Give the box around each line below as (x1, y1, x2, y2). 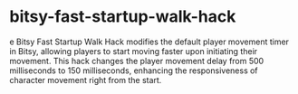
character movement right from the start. (9, 74, 162, 85)
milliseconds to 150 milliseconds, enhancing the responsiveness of (9, 65, 258, 76)
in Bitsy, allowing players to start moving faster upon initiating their (9, 45, 258, 56)
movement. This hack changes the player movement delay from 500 (9, 55, 264, 66)
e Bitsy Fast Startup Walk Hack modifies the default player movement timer (9, 36, 290, 47)
